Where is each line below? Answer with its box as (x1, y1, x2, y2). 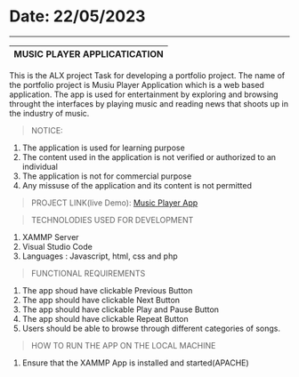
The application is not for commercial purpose (21, 171, 192, 181)
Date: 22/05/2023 (9, 6, 146, 27)
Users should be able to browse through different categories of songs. (21, 323, 281, 333)
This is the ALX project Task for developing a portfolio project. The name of (9, 69, 286, 81)
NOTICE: (30, 124, 64, 135)
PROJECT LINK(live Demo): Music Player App (30, 197, 198, 208)
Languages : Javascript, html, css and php (21, 251, 178, 261)
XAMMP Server (21, 231, 79, 242)
